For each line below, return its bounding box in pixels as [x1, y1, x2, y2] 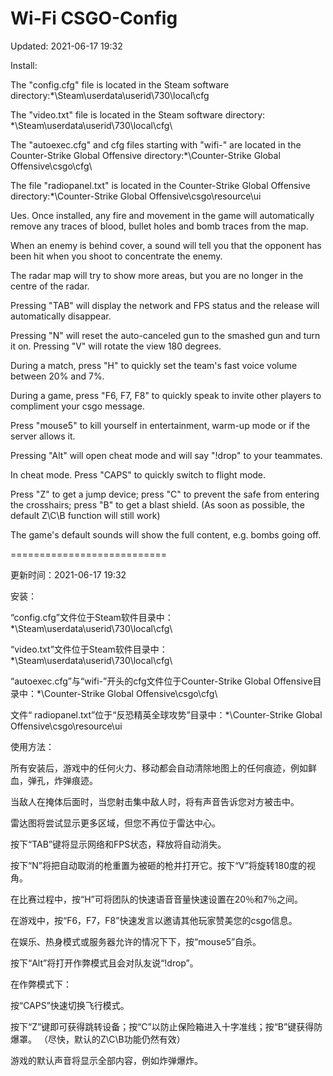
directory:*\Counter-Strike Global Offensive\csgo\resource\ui [10, 190, 262, 202]
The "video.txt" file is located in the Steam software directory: [10, 108, 266, 121]
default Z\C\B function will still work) [10, 509, 161, 521]
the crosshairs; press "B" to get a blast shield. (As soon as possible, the [10, 498, 305, 511]
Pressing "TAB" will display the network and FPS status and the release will [10, 299, 320, 311]
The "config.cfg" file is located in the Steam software [10, 78, 230, 91]
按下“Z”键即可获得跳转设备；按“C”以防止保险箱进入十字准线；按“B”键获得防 [10, 1020, 323, 1032]
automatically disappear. [10, 310, 112, 322]
